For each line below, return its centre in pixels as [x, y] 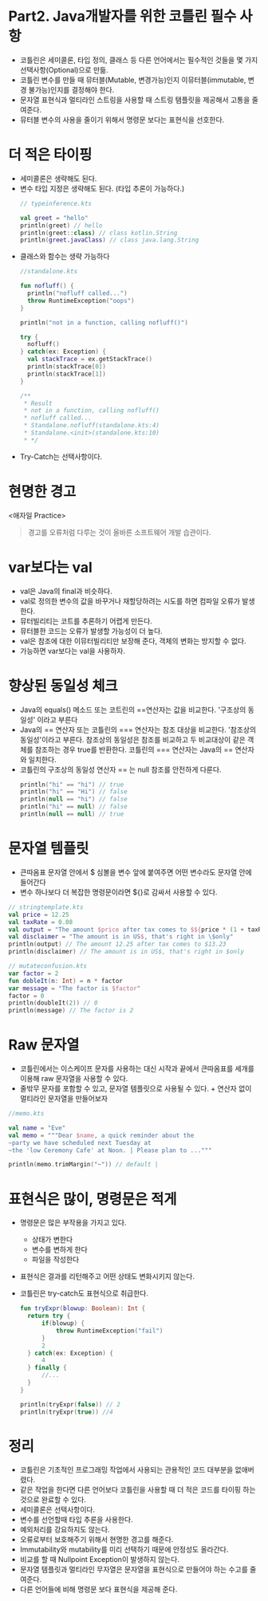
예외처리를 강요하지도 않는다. [65, 1530]
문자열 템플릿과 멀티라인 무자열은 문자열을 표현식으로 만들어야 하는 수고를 [134, 1570]
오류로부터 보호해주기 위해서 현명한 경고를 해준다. [97, 1540]
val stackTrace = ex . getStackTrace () [90, 360]
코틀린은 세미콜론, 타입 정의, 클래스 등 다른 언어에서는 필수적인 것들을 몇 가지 [139, 60]
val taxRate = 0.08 [41, 922]
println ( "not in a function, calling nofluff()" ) [104, 323]
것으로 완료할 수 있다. [53, 1500]
